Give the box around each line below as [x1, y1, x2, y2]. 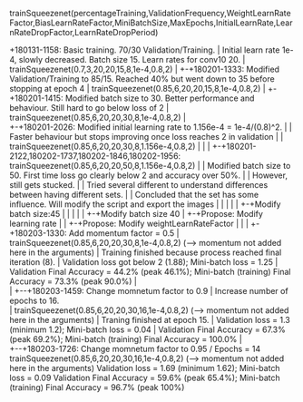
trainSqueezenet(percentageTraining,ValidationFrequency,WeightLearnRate [9, 8, 292, 18]
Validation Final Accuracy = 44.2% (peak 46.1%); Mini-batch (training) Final [9, 267, 291, 277]
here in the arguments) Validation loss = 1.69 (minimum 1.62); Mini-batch [9, 363, 280, 373]
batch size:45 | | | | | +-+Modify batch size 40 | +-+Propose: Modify [9, 209, 263, 219]
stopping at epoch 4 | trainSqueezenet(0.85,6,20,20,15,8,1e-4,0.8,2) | [9, 83, 266, 93]
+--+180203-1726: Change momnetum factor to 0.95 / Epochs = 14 [9, 344, 261, 354]
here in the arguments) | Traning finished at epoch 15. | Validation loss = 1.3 [9, 315, 290, 325]
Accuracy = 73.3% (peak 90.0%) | [9, 276, 138, 287]
